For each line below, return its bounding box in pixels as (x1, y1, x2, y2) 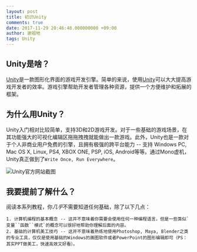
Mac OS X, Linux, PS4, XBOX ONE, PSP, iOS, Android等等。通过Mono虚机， (6, 148, 190, 155)
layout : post (6, 8, 38, 15)
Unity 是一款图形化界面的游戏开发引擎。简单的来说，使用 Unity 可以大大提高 (6, 76, 186, 83)
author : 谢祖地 (6, 31, 41, 36)
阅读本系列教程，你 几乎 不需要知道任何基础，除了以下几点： (6, 203, 151, 210)
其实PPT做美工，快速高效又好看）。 (6, 241, 78, 247)
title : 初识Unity (6, 14, 47, 20)
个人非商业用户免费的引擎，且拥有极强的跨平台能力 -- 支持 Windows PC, (11, 140, 187, 147)
